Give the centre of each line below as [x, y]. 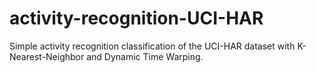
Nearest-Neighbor [47, 56]
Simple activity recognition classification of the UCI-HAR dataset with [152, 46]
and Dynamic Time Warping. [145, 56]
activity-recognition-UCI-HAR [136, 18]
